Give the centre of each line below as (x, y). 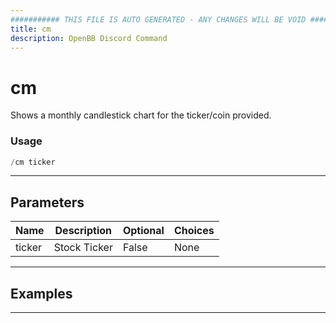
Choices (194, 231)
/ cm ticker (33, 162)
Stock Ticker (83, 248)
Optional (143, 231)
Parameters (47, 202)
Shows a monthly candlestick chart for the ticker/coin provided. (141, 115)
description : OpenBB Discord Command (89, 38)
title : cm (31, 29)
